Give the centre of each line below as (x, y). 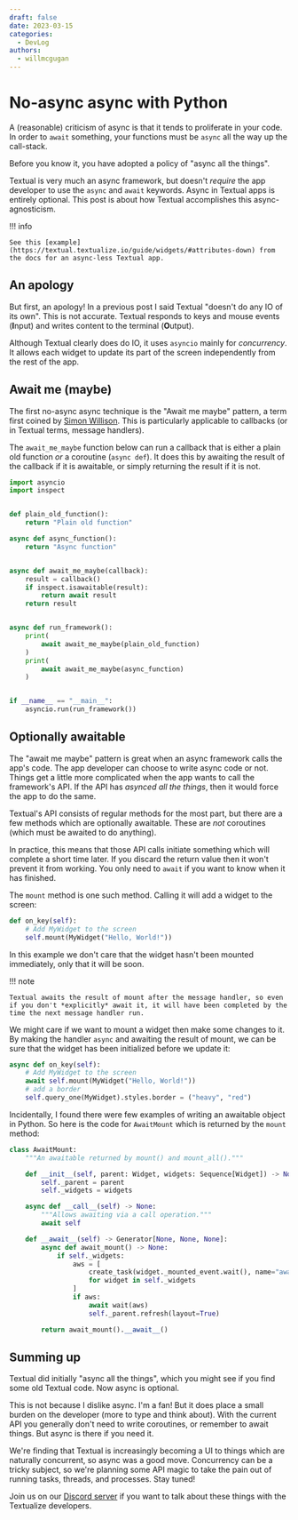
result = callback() (63, 579)
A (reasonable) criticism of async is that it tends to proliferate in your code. (146, 127)
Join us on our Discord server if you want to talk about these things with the (148, 1496)
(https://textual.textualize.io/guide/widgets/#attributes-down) (132, 250)
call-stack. (28, 146)
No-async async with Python (118, 103)
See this (25, 242)
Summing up (45, 1357)
